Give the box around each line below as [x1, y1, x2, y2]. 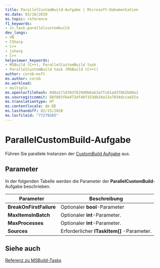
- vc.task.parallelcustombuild [5, 26, 70, 31]
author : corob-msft [5, 72, 46, 77]
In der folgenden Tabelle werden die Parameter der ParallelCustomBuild [5, 178, 154, 184]
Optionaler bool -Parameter [60, 203, 125, 210]
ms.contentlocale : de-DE [5, 104, 56, 109]
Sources [7, 227, 28, 234]
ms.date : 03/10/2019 [5, 12, 48, 17]
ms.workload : [5, 81, 32, 86]
